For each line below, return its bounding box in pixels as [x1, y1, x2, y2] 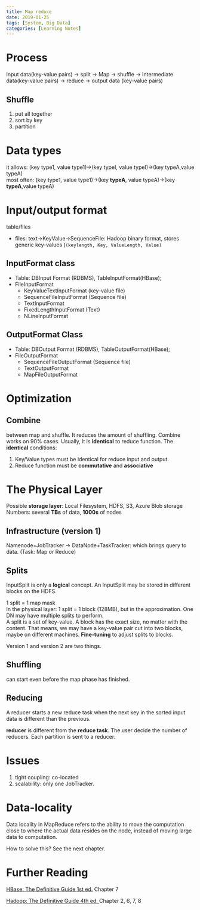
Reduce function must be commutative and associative [14, 462, 153, 469]
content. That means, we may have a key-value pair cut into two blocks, [6, 625, 183, 632]
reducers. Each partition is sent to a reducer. [6, 733, 116, 740]
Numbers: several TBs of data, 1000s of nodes [6, 508, 122, 516]
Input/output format [6, 203, 107, 217]
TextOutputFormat [23, 365, 69, 372]
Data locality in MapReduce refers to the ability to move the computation [6, 820, 184, 828]
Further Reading [6, 866, 88, 879]
